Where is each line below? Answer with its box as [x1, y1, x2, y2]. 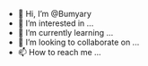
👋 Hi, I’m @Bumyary [17, 9, 92, 19]
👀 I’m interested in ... [17, 18, 94, 29]
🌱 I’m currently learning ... [17, 28, 114, 37]
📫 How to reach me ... [17, 47, 101, 57]
